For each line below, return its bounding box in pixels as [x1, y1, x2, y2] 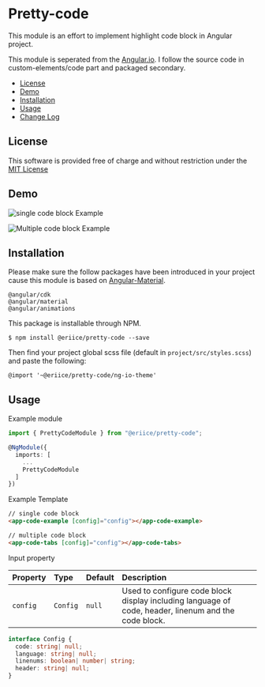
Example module [8, 414, 63, 424]
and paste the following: [8, 357, 87, 366]
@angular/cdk [8, 291, 51, 299]
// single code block [8, 510, 80, 518]
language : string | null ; [15, 650, 97, 658]
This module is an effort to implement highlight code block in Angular [8, 31, 233, 40]
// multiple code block [8, 531, 87, 540]
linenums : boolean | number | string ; [15, 657, 136, 665]
